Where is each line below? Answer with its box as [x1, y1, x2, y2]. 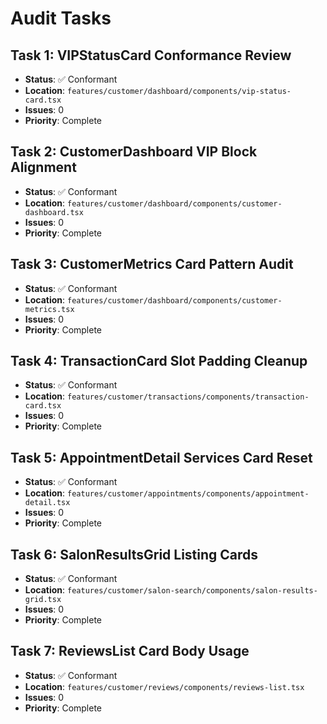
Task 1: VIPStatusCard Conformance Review [10, 47, 292, 64]
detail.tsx [24, 498, 71, 508]
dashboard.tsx [24, 207, 84, 217]
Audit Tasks [10, 7, 112, 30]
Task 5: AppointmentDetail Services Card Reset [10, 449, 313, 466]
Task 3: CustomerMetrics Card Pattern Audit [10, 256, 294, 273]
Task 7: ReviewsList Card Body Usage [10, 643, 250, 660]
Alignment [10, 159, 77, 176]
